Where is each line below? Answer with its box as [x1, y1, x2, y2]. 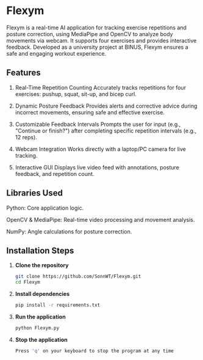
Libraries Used [6, 188, 63, 199]
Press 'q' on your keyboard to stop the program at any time [15, 348, 174, 354]
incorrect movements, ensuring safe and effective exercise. [15, 108, 165, 116]
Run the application [15, 313, 66, 320]
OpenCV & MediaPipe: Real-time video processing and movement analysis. [6, 216, 195, 223]
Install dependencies [15, 290, 70, 298]
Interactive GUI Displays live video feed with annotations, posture [15, 163, 180, 171]
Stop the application [15, 336, 68, 343]
